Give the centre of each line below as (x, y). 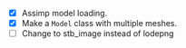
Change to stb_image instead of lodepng (98, 34)
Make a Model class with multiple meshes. (99, 24)
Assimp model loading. (64, 13)
